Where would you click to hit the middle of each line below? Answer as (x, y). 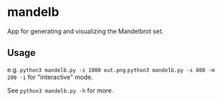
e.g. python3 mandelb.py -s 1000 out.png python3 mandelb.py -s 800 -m (111, 69)
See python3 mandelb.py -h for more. (60, 90)
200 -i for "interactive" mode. (50, 77)
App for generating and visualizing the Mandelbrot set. (85, 31)
